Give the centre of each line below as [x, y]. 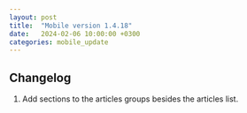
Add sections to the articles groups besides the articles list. [130, 99]
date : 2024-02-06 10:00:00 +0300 [75, 34]
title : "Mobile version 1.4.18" [71, 26]
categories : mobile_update [59, 42]
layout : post [33, 17]
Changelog [40, 77]
